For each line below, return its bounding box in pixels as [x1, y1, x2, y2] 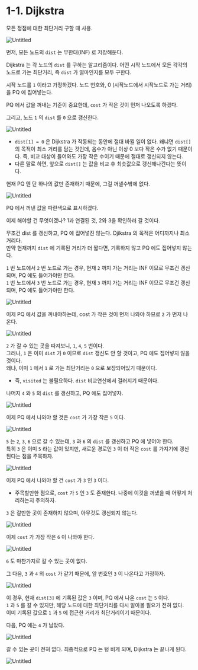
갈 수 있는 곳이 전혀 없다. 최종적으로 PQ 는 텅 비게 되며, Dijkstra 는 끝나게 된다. [6, 645, 187, 653]
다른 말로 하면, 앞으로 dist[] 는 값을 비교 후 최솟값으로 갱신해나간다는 [14, 160, 176, 167]
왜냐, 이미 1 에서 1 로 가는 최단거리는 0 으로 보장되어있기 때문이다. [6, 364, 157, 371]
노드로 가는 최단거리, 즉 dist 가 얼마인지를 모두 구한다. [6, 68, 132, 75]
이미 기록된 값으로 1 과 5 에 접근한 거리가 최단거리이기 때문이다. [6, 609, 152, 616]
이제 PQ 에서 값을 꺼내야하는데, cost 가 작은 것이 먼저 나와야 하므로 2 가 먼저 [6, 310, 182, 318]
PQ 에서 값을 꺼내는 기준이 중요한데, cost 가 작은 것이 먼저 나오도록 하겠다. [6, 101, 178, 108]
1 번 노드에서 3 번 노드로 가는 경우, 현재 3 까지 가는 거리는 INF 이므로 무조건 [6, 279, 179, 286]
